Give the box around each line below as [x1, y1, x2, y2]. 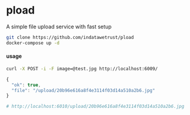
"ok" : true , [11, 82, 42, 88]
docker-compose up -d [6, 40, 60, 46]
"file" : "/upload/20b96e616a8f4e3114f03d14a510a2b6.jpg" [11, 87, 156, 93]
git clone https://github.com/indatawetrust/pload [6, 34, 134, 40]
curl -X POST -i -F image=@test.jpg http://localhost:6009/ [6, 65, 159, 71]
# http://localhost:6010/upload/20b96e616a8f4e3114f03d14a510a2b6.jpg [6, 104, 185, 110]
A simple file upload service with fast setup [6, 23, 112, 30]
